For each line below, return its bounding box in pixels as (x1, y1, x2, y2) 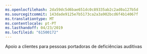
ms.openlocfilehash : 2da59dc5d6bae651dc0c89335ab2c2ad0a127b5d (5, 7, 139, 12)
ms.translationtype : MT (5, 16, 54, 21)
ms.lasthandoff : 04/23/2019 (5, 26, 63, 30)
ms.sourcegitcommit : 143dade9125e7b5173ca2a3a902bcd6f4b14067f (5, 12, 139, 17)
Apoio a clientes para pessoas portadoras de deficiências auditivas (5, 44, 143, 49)
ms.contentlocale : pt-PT (5, 21, 56, 26)
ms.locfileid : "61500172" (5, 30, 58, 35)
